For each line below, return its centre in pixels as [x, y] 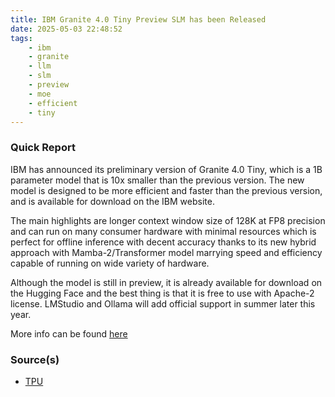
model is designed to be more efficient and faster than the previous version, [166, 190]
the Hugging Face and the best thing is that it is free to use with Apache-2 [162, 293]
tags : [21, 38]
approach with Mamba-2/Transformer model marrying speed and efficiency [166, 252]
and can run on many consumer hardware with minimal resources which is [163, 231]
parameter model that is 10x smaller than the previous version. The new [157, 180]
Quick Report [43, 148]
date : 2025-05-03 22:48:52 [66, 29]
